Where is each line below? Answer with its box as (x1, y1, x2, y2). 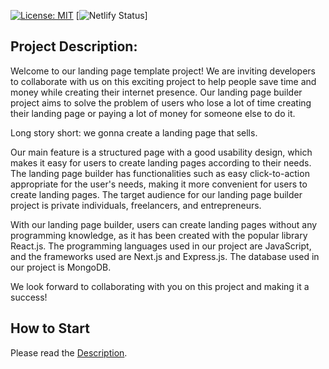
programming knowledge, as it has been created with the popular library (10, 229, 308, 241)
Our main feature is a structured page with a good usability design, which (10, 146, 313, 158)
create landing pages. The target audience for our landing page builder (10, 188, 303, 200)
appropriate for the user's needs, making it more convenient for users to (10, 178, 308, 190)
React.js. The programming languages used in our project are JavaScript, (10, 240, 312, 252)
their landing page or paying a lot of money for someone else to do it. (10, 107, 296, 119)
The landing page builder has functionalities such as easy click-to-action (10, 167, 310, 179)
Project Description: (10, 38, 138, 55)
